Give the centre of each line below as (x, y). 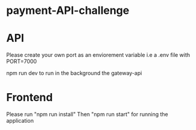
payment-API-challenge (68, 11)
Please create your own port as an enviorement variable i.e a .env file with (98, 55)
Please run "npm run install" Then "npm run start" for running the (87, 114)
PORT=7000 (22, 62)
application (20, 121)
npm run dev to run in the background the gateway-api (74, 73)
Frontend (30, 98)
